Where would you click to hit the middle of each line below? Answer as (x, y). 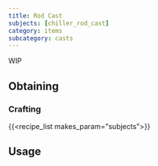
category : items (35, 30)
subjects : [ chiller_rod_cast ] (59, 23)
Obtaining (34, 86)
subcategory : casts (41, 38)
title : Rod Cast (35, 16)
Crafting (25, 109)
